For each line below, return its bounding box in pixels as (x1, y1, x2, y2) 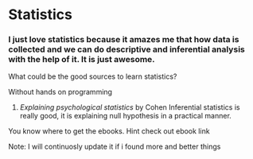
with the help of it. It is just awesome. (8, 54, 155, 65)
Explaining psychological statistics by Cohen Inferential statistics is (19, 103, 240, 112)
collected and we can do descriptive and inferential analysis (8, 44, 245, 55)
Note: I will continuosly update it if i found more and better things (8, 142, 221, 152)
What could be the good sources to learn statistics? (8, 72, 177, 81)
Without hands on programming (8, 87, 113, 97)
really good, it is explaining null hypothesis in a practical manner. (19, 111, 232, 121)
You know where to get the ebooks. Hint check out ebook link (8, 126, 210, 136)
